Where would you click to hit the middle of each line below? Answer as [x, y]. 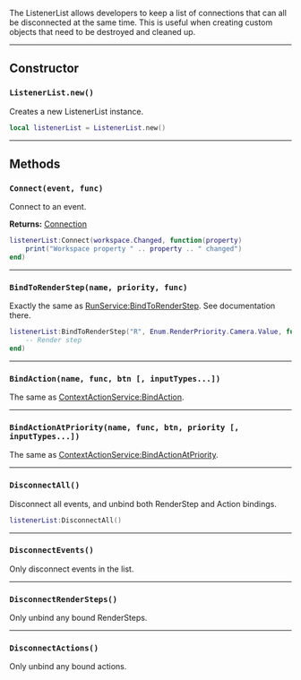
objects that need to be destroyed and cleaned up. [103, 32]
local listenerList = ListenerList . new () [88, 128]
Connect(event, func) [56, 188]
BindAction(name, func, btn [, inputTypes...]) [115, 379]
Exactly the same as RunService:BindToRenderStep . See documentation [142, 306]
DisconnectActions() [54, 648]
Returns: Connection [48, 224]
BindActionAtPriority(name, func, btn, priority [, [125, 428]
